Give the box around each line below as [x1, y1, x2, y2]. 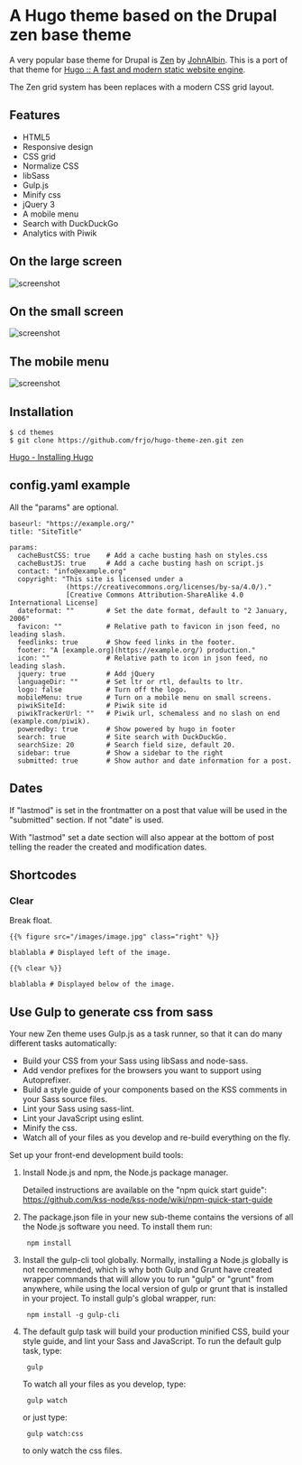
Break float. [9, 915, 52, 926]
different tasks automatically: [9, 1038, 117, 1049]
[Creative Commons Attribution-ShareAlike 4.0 [66, 590, 244, 599]
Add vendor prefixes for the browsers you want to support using [22, 1065, 261, 1076]
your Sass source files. [22, 1094, 108, 1105]
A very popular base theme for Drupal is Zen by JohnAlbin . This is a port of [9, 54, 288, 65]
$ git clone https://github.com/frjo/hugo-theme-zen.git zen [9, 436, 244, 445]
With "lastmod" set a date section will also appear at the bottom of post [9, 831, 275, 842]
